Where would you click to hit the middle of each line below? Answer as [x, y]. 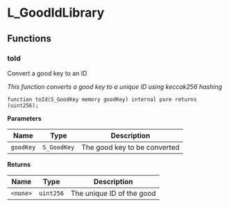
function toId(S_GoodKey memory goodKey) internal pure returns [102, 99]
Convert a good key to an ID [47, 73]
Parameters [24, 118]
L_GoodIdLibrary [56, 13]
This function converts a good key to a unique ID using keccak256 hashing [115, 86]
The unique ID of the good [113, 193]
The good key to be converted [130, 147]
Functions [29, 39]
